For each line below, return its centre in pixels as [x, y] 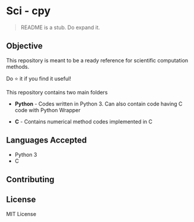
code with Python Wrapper [48, 110]
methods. [18, 66]
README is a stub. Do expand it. [60, 27]
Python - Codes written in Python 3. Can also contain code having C [98, 104]
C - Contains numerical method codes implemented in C [84, 121]
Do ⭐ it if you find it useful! [39, 78]
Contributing [30, 179]
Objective [25, 46]
